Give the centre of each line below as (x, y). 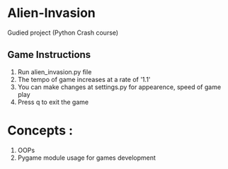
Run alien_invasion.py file (55, 71)
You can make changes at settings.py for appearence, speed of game (119, 87)
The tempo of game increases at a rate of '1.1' (84, 79)
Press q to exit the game (53, 102)
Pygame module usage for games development (86, 158)
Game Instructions (49, 55)
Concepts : (40, 130)
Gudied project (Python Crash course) (63, 33)
